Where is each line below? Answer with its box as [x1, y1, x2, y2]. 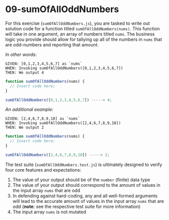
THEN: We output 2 [5, 125, 44, 130]
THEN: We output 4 [5, 70, 44, 75]
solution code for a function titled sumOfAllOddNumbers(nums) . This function [5, 25, 160, 31]
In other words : [5, 51, 37, 58]
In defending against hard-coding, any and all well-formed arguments [12, 193, 158, 199]
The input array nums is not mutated [12, 208, 87, 215]
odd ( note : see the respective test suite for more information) [12, 203, 141, 209]
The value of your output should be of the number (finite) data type [12, 177, 150, 183]
